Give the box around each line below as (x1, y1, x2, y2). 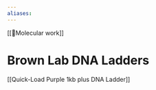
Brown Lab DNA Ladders (7, 52, 150, 68)
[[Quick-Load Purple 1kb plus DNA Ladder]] (7, 75, 131, 83)
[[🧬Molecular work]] (7, 29, 64, 37)
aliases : (7, 10, 32, 17)
